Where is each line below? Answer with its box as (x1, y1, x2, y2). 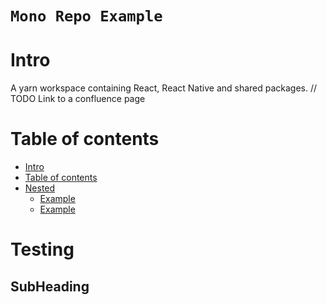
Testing (10, 238, 75, 261)
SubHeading (10, 278, 90, 295)
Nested (24, 182, 56, 194)
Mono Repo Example (10, 7, 163, 26)
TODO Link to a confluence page (10, 93, 146, 105)
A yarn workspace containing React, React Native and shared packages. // (10, 82, 318, 94)
